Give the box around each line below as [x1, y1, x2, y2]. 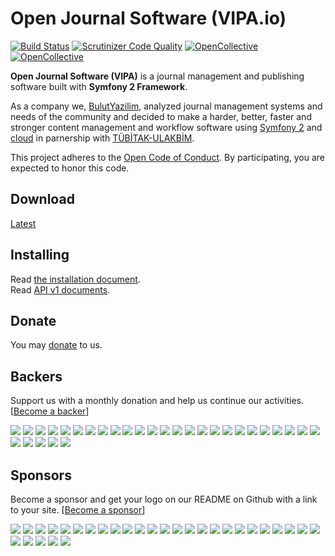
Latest [10, 217, 37, 229]
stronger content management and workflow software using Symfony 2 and [10, 121, 323, 133]
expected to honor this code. [10, 162, 130, 174]
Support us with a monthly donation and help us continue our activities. [10, 395, 304, 407]
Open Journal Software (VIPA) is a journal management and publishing [10, 70, 305, 82]
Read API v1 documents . [10, 283, 111, 296]
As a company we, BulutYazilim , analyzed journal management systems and [10, 100, 323, 112]
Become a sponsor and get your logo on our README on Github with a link [10, 493, 318, 505]
